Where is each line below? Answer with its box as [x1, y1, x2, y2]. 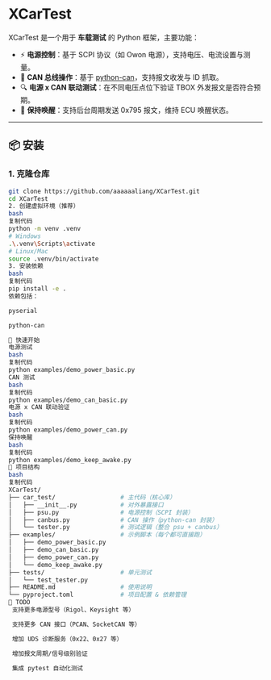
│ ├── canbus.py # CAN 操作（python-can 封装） [8, 515, 218, 524]
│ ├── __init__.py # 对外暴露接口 [8, 501, 164, 509]
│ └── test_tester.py [8, 576, 89, 584]
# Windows [8, 232, 42, 240]
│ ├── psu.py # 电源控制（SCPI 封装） [8, 508, 194, 516]
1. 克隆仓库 [8, 169, 50, 180]
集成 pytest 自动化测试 [11, 664, 83, 672]
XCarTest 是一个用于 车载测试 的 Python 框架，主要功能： [8, 32, 199, 42]
